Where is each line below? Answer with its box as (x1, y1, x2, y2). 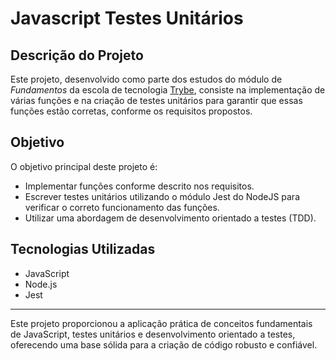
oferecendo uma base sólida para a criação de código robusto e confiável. (10, 338, 318, 351)
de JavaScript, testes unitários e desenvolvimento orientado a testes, (10, 328, 296, 340)
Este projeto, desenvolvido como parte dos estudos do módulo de (10, 73, 283, 85)
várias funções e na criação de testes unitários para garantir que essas (10, 95, 303, 106)
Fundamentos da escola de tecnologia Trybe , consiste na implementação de (10, 84, 326, 96)
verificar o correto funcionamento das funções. (24, 201, 220, 213)
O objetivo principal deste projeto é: (10, 160, 158, 172)
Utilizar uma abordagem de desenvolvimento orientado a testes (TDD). (24, 212, 317, 224)
